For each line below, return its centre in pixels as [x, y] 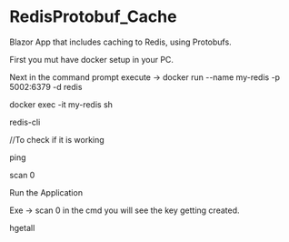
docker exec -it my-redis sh [61, 104]
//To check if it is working [57, 139]
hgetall [22, 227]
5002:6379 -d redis [46, 86]
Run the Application [46, 192]
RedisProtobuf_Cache [93, 17]
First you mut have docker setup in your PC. [92, 59]
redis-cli [25, 122]
